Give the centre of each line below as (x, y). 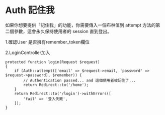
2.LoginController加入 (28, 52)
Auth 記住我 (30, 10)
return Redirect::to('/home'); (56, 85)
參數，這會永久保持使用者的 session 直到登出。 (63, 31)
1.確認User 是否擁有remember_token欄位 (47, 42)
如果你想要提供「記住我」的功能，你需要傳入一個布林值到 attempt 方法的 (80, 25)
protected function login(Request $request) (53, 62)
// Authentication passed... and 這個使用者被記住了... (79, 80)
